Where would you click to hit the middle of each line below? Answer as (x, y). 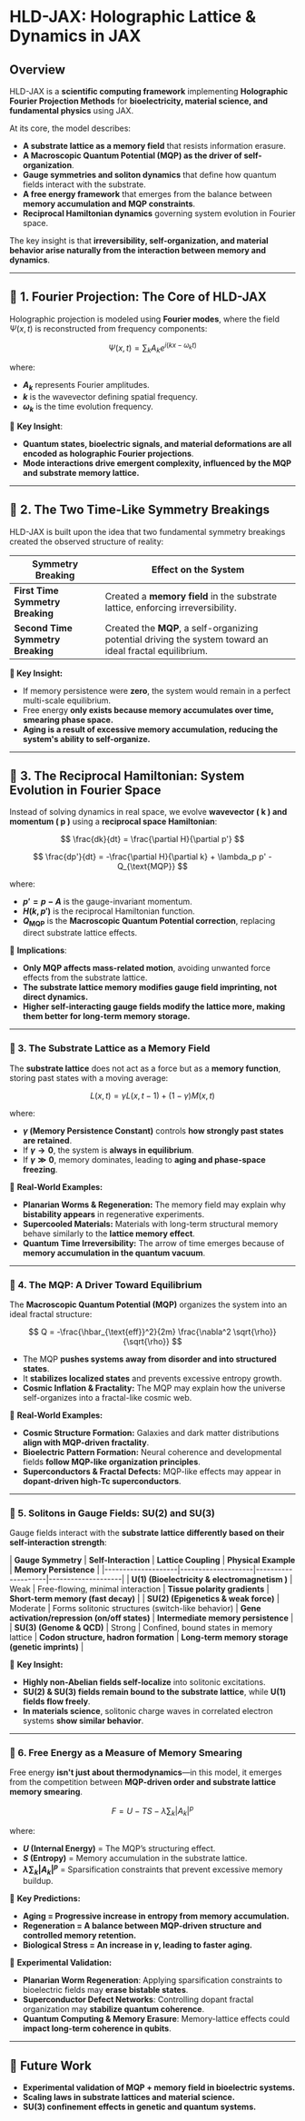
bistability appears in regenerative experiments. (113, 1214)
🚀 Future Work (51, 2065)
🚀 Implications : (38, 950)
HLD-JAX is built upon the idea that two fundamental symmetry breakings (148, 531)
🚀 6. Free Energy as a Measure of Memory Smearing (126, 1753)
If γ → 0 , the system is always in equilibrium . (108, 1150)
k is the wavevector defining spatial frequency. (110, 397)
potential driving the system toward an (187, 639)
